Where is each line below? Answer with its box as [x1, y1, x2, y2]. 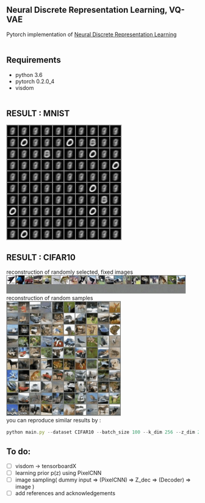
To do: [6, 446, 31, 457]
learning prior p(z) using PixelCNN [15, 469, 102, 476]
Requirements [6, 55, 61, 65]
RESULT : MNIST [6, 108, 70, 119]
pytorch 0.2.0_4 [15, 78, 55, 85]
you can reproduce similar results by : [6, 417, 101, 424]
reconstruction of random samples [6, 295, 93, 302]
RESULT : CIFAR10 [6, 252, 76, 262]
